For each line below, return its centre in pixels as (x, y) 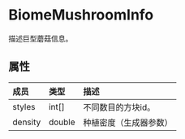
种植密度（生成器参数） (128, 122)
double (62, 122)
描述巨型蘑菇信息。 (41, 38)
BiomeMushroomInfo (81, 15)
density (27, 122)
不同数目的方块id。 (119, 107)
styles (24, 106)
